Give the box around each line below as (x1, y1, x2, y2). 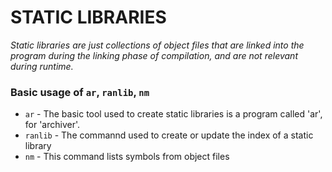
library (24, 140, 52, 152)
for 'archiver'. (24, 119, 81, 131)
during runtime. (10, 60, 74, 72)
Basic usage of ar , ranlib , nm (10, 85, 150, 99)
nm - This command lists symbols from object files (24, 151, 230, 163)
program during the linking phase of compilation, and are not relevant (10, 49, 298, 61)
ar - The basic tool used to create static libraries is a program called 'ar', (24, 108, 323, 120)
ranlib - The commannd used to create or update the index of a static (24, 129, 314, 141)
